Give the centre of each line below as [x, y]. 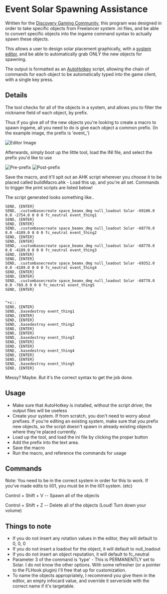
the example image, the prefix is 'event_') [47, 133]
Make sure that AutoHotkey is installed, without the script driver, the [82, 405]
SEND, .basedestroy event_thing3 [40, 337]
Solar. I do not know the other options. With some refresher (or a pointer [86, 565]
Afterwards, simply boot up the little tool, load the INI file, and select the [79, 152]
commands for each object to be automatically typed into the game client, [81, 74]
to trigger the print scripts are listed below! [49, 187]
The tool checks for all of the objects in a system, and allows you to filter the [83, 107]
